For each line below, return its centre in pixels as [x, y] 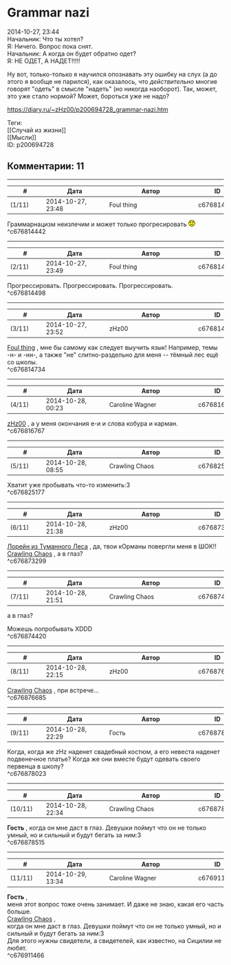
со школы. [22, 362]
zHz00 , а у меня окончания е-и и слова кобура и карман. [93, 423]
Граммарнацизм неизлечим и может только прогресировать [97, 224]
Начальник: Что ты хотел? [45, 38]
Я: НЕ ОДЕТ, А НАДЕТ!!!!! [44, 60]
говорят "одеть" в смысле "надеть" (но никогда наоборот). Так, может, [112, 89]
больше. [20, 911]
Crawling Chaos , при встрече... [53, 690]
